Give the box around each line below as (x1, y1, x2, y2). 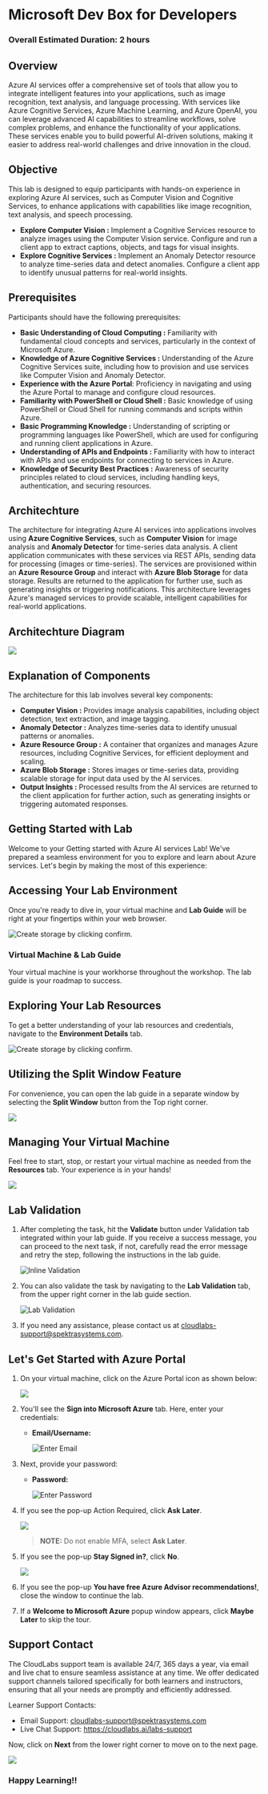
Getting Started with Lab (8, 822, 133, 836)
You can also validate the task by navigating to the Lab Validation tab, (19, 1281, 250, 1290)
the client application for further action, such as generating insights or (19, 790, 250, 800)
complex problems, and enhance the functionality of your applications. (8, 122, 242, 132)
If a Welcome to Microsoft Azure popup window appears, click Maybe (19, 1606, 254, 1615)
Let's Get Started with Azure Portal (8, 1352, 186, 1366)
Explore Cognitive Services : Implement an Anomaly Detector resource (19, 251, 256, 260)
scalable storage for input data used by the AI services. (19, 773, 202, 783)
